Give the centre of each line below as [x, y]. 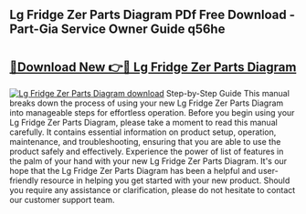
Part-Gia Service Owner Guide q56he [117, 30]
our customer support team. [63, 200]
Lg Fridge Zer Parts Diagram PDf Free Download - [152, 15]
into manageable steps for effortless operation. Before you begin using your [152, 112]
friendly [24, 180]
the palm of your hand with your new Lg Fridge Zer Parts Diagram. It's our [148, 161]
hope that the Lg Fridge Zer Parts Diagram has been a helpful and [133, 171]
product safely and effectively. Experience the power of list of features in [147, 151]
